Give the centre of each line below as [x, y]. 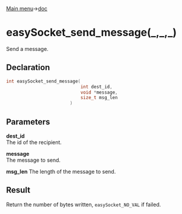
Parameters [28, 122]
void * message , [99, 92]
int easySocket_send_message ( [44, 81]
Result [18, 190]
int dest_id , [96, 87]
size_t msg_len [99, 98]
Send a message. [27, 49]
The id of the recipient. [34, 142]
